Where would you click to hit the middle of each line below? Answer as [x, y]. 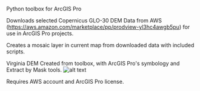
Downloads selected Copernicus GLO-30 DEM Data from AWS [84, 20]
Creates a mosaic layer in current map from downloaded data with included [100, 45]
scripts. [16, 52]
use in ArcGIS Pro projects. [40, 33]
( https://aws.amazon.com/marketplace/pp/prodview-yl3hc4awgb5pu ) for [98, 27]
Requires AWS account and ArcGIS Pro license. [65, 82]
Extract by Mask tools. [34, 70]
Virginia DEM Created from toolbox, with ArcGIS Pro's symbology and [93, 63]
